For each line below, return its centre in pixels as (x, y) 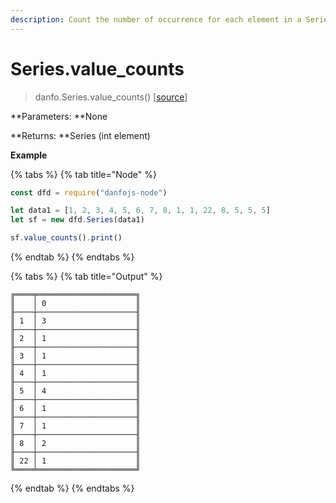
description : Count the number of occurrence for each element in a (156, 19)
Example (29, 155)
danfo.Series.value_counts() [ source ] (111, 97)
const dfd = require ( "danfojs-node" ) (89, 192)
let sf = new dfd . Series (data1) (77, 220)
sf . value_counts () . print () (66, 238)
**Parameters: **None (59, 116)
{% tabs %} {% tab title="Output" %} (86, 277)
